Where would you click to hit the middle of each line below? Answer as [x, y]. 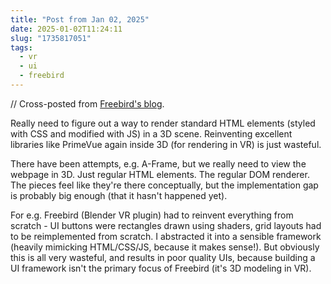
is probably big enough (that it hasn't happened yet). [119, 195]
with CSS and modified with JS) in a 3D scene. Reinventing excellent [151, 133]
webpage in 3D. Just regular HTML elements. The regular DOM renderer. [160, 174]
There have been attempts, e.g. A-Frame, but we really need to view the [158, 163]
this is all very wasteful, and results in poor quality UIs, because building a [163, 257]
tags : [21, 47]
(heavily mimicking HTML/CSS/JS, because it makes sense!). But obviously [165, 247]
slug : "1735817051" [51, 38]
